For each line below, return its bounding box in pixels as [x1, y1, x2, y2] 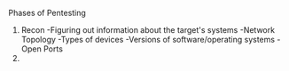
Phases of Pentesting [8, 8, 86, 18]
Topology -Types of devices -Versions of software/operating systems [20, 35, 276, 44]
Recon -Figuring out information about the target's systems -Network [20, 25, 276, 35]
